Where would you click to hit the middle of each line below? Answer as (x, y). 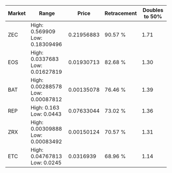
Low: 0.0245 (46, 163)
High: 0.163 (45, 108)
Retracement (121, 13)
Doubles (153, 10)
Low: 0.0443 (46, 114)
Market (17, 13)
